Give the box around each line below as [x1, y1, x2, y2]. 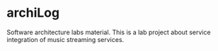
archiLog [6, 5, 60, 21]
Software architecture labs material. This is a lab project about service [6, 28, 211, 36]
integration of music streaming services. [6, 35, 125, 43]
